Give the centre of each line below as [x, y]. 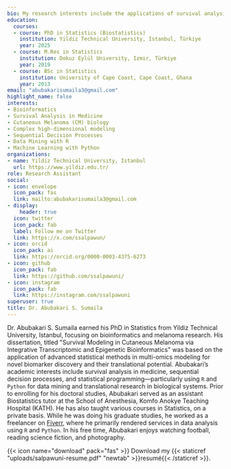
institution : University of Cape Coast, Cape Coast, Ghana [106, 77]
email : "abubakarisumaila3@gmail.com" [63, 90]
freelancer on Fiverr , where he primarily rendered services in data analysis [112, 423]
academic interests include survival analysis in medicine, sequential [103, 371]
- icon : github [29, 263]
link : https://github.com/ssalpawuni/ [69, 276]
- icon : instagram [33, 282]
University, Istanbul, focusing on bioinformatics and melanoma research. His [115, 335]
